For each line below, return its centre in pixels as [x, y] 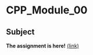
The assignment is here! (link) [43, 46]
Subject [20, 32]
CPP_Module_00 [47, 10]
